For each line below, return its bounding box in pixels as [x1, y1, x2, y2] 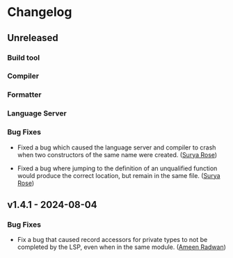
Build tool [7, 53, 40, 63]
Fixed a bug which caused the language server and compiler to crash [17, 143, 216, 152]
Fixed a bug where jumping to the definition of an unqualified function [17, 164, 218, 172]
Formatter [7, 90, 42, 99]
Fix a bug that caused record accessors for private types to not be [17, 236, 208, 244]
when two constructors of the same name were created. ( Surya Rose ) [17, 150, 218, 159]
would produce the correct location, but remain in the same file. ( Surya [17, 171, 220, 179]
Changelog [7, 4, 72, 20]
